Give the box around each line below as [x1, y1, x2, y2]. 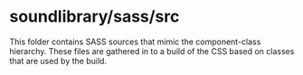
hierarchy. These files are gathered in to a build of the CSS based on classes [9, 45, 295, 56]
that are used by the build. [9, 55, 107, 66]
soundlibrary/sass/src [9, 6, 180, 27]
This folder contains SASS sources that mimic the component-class [9, 36, 261, 47]
